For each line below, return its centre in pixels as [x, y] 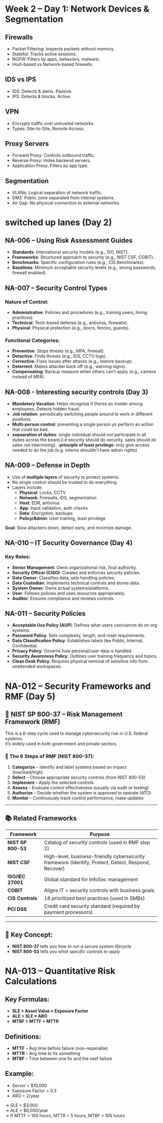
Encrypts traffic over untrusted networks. [53, 123]
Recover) [54, 869]
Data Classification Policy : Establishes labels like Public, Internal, [78, 641]
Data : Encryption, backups [46, 513]
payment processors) [68, 912]
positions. [22, 419]
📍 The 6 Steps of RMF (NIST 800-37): [50, 757]
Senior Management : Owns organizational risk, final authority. [74, 567]
